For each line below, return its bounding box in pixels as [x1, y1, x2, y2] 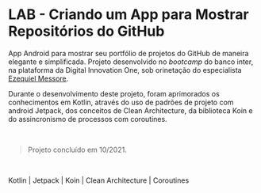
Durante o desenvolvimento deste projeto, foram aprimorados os [8, 89, 220, 98]
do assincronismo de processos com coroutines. [8, 114, 168, 123]
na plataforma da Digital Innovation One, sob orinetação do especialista [8, 65, 242, 74]
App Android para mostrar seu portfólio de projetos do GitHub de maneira [8, 48, 249, 58]
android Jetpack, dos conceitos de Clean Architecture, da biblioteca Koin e [8, 105, 253, 115]
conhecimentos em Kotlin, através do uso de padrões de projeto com [8, 97, 234, 107]
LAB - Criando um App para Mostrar [8, 6, 249, 24]
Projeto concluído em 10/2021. [27, 145, 127, 154]
